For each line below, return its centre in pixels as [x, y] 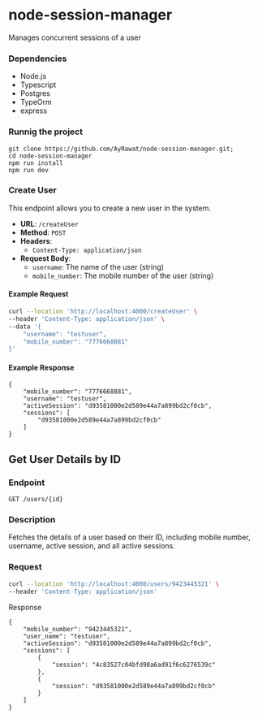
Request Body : [45, 258]
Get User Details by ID [65, 459]
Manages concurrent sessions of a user [75, 37]
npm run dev [28, 170]
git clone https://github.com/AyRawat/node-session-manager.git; [121, 149]
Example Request [39, 294]
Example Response [41, 367]
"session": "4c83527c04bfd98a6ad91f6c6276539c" [134, 665]
